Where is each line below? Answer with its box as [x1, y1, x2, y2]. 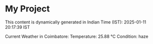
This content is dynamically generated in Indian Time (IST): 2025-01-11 [5, 19, 147, 25]
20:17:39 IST [5, 24, 30, 30]
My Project [5, 3, 50, 14]
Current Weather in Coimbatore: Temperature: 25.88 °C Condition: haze [5, 33, 149, 39]
